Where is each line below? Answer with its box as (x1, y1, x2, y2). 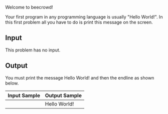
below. (5, 80, 19, 86)
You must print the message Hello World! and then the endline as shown (5, 74, 154, 80)
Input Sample (8, 92, 40, 99)
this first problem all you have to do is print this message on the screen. (5, 19, 153, 25)
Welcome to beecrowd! (5, 4, 54, 10)
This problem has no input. (5, 47, 61, 53)
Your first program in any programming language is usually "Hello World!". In (5, 14, 163, 19)
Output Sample (45, 92, 82, 99)
